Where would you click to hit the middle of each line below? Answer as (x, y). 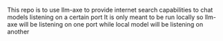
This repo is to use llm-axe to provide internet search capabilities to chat (110, 10)
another (18, 31)
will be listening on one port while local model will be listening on (111, 24)
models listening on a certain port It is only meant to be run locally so (105, 17)
